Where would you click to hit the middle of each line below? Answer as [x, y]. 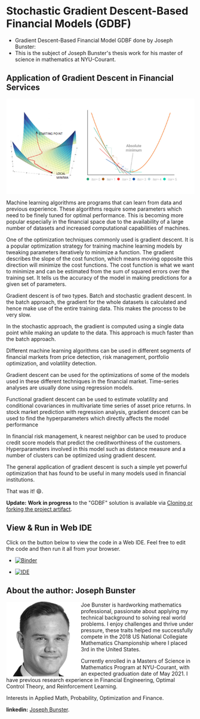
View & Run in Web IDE [49, 528]
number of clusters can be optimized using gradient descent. [81, 455]
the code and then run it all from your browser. [63, 549]
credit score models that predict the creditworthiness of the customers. [94, 442]
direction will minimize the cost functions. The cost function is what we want [100, 265]
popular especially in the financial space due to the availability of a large [95, 221]
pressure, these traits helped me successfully [137, 630]
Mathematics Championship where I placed [134, 643]
